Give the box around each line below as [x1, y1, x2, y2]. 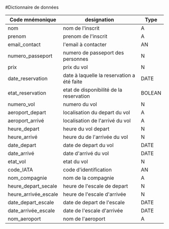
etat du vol [62, 158, 88, 165]
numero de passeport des [62, 49, 124, 56]
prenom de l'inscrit [62, 33, 108, 40]
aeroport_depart [8, 109, 46, 116]
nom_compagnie [8, 175, 47, 181]
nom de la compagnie [62, 175, 114, 181]
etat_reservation [8, 90, 46, 96]
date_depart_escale [8, 199, 54, 206]
